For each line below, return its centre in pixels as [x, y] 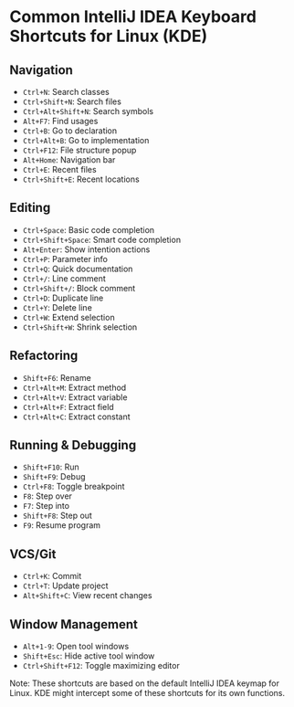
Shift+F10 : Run [51, 467]
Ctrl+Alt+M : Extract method [74, 387]
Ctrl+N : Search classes [66, 92]
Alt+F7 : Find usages [60, 121]
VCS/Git [33, 554]
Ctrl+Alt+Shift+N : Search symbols [88, 111]
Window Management [74, 624]
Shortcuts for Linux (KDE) [109, 36]
